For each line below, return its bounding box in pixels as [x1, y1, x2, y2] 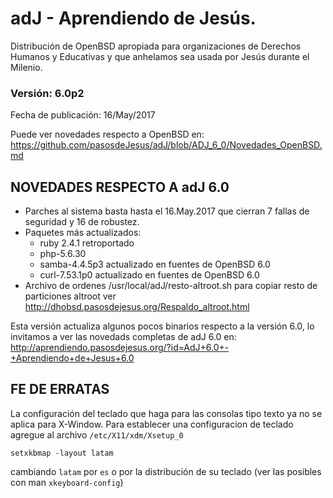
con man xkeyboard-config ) [10, 476, 124, 488]
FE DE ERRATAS [10, 381, 110, 398]
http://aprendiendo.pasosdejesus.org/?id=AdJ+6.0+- [10, 342, 230, 354]
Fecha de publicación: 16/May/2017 [10, 109, 156, 121]
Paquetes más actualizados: [24, 227, 142, 239]
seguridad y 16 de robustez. [24, 216, 140, 228]
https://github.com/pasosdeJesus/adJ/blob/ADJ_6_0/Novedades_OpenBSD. [10, 139, 323, 151]
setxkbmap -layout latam [10, 448, 114, 458]
